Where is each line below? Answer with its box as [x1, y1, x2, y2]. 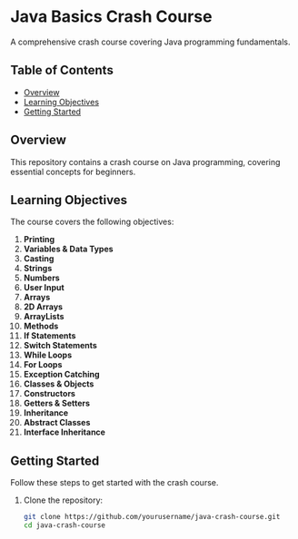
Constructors [23, 388, 76, 399]
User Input [23, 282, 65, 293]
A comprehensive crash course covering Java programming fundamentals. [10, 36, 291, 47]
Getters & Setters [23, 397, 90, 409]
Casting [23, 253, 55, 264]
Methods [23, 320, 59, 332]
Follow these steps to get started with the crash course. [10, 477, 219, 488]
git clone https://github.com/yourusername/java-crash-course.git [23, 513, 281, 522]
